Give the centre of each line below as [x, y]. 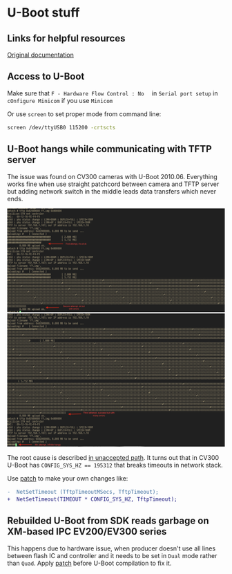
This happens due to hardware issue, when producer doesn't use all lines [112, 548]
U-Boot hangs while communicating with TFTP [109, 149]
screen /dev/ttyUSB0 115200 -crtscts [61, 127]
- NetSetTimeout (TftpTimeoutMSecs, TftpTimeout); [83, 492]
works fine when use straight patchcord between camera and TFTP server [113, 184]
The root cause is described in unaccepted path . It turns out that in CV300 [113, 458]
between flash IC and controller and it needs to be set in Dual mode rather [112, 555]
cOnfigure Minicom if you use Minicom [60, 100]
